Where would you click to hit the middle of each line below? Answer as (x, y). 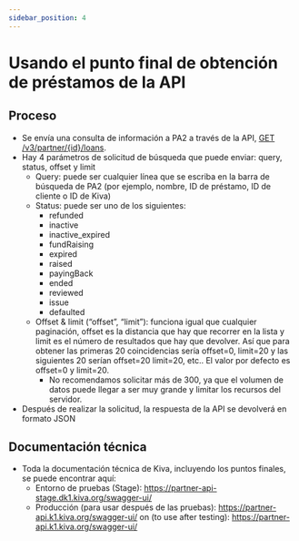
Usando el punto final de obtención (143, 62)
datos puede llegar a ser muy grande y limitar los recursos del (164, 389)
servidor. (65, 399)
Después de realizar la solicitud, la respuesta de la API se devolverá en (154, 408)
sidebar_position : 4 (48, 18)
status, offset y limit (59, 167)
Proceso (33, 116)
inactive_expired (80, 234)
